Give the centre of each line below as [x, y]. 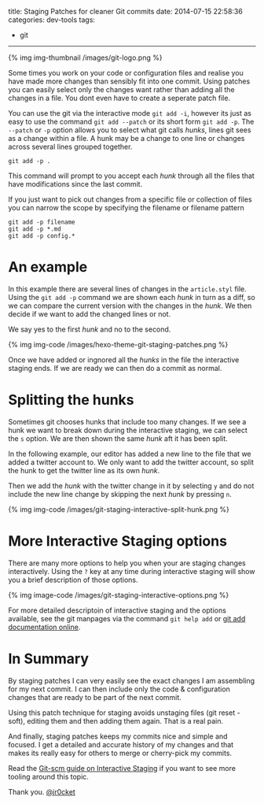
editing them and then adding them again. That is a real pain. [125, 721]
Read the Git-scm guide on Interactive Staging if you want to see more [122, 768]
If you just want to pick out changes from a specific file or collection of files [130, 199]
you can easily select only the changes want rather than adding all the [121, 89]
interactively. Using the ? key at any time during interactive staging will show [132, 571]
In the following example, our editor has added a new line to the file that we [130, 454]
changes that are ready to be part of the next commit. [95, 697]
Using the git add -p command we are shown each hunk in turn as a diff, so [132, 297]
